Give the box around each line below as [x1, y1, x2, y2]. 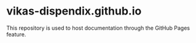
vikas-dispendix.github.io [6, 4, 142, 18]
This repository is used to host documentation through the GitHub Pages [6, 24, 190, 31]
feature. [6, 30, 26, 38]
